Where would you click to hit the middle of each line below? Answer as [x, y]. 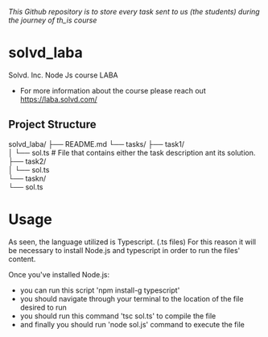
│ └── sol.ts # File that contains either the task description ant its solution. [132, 152]
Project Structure [52, 125]
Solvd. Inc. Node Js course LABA [63, 75]
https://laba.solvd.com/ [59, 99]
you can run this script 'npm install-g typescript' [100, 290]
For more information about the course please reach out [113, 90]
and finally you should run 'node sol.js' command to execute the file [132, 324]
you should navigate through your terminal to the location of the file [132, 298]
